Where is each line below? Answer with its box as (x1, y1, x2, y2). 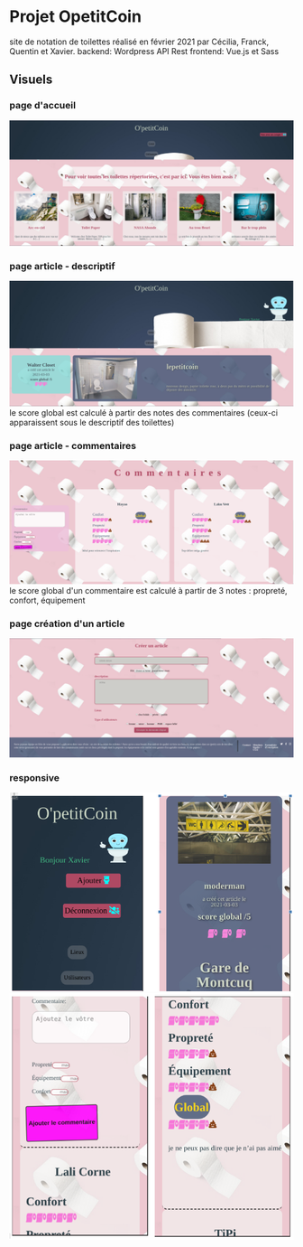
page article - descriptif (9, 260, 115, 273)
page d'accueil (9, 99, 77, 112)
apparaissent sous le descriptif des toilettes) (9, 417, 175, 427)
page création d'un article (9, 617, 125, 630)
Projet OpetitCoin (9, 6, 142, 27)
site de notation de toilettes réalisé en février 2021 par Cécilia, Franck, (9, 36, 269, 47)
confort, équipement (9, 595, 86, 606)
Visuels (9, 72, 53, 88)
